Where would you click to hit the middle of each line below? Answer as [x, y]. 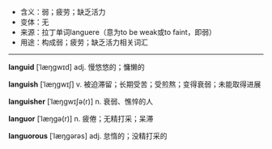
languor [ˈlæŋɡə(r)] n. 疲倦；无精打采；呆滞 [81, 119]
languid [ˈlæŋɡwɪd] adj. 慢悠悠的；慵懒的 [77, 67]
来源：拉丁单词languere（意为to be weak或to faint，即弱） [118, 32]
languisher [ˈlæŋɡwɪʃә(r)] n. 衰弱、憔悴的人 [81, 101]
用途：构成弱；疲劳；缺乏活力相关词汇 [84, 42]
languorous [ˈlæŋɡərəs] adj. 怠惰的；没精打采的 [88, 136]
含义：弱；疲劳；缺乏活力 [63, 12]
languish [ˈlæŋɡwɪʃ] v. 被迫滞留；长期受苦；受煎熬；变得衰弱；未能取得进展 [135, 84]
